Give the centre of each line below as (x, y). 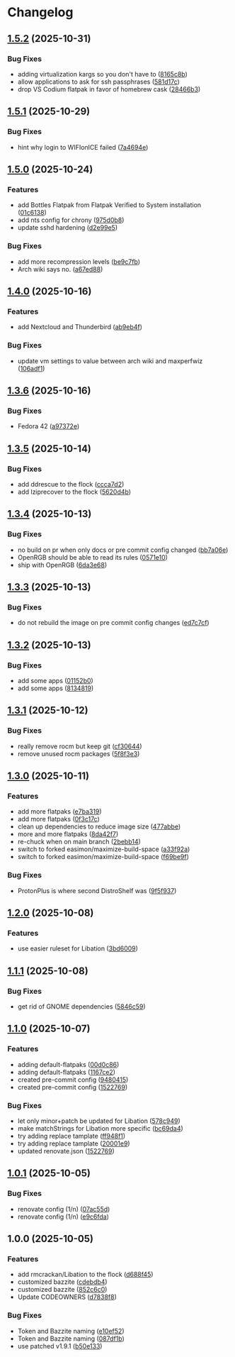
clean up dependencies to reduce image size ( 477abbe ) (99, 826)
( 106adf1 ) (31, 368)
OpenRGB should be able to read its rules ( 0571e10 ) (93, 557)
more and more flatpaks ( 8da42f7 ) (68, 834)
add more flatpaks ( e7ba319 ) (59, 812)
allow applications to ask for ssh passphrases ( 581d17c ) (99, 82)
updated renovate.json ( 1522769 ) (66, 1151)
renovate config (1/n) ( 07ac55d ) (64, 1209)
